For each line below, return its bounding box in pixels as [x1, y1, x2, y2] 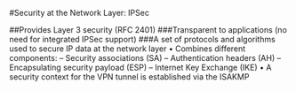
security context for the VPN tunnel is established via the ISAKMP [9, 72, 250, 82]
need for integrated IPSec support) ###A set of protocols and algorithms [9, 34, 276, 44]
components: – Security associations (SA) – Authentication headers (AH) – [9, 53, 282, 63]
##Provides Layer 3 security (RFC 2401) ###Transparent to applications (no [9, 25, 287, 34]
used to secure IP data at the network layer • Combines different [9, 43, 246, 54]
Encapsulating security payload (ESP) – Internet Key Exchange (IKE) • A [9, 62, 272, 72]
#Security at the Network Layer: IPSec [9, 8, 149, 18]
